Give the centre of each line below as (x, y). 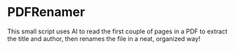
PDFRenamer (46, 12)
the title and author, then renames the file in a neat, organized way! (104, 38)
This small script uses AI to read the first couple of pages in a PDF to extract (117, 31)
